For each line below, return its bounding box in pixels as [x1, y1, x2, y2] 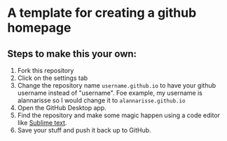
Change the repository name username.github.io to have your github [17, 81, 216, 89]
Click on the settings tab [17, 74, 88, 82]
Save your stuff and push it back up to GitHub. [17, 126, 152, 134]
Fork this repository [17, 67, 74, 74]
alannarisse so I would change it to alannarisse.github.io [17, 96, 186, 105]
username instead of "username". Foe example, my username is [17, 89, 203, 97]
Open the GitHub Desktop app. [17, 104, 106, 112]
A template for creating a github [7, 5, 197, 21]
